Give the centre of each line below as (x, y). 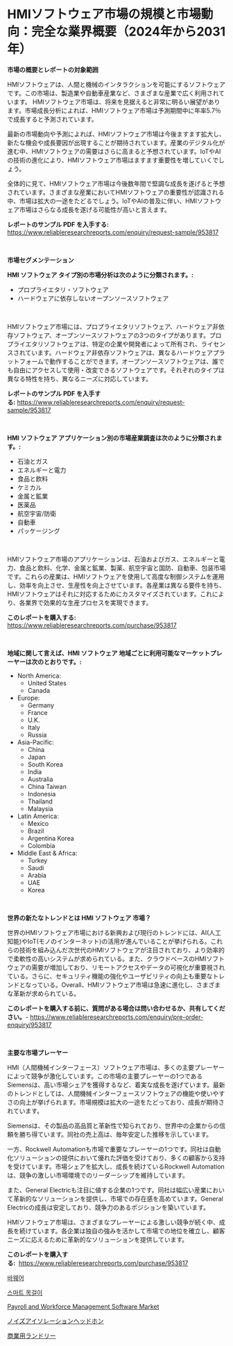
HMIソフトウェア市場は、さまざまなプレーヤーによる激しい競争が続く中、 (113, 1222)
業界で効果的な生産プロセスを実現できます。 (89, 602)
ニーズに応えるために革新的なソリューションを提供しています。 (98, 1240)
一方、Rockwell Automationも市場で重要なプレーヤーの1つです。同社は (108, 1149)
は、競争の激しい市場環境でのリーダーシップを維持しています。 (98, 1175)
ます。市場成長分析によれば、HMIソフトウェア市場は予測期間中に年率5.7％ (114, 110)
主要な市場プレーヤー (37, 1052)
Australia (40, 779)
